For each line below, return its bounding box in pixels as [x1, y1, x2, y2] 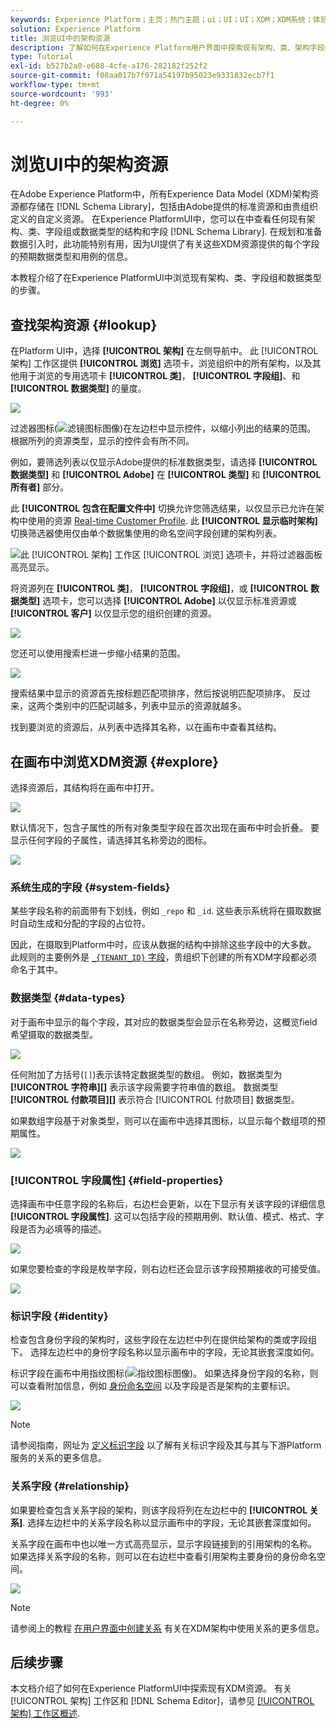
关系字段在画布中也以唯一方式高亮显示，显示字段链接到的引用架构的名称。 [10, 1537, 317, 1550]
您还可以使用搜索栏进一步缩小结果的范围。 [10, 647, 186, 660]
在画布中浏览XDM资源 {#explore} [10, 753, 220, 770]
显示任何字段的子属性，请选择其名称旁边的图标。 [10, 834, 212, 846]
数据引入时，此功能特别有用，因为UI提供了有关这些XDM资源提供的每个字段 [10, 238, 320, 250]
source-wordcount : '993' [10, 89, 114, 99]
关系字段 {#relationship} [10, 1479, 130, 1493]
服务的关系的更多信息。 [10, 1452, 107, 1464]
